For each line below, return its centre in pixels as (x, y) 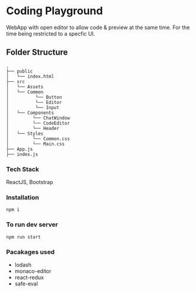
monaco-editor (33, 271)
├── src (16, 81)
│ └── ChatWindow (38, 118)
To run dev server (32, 225)
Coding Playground (54, 11)
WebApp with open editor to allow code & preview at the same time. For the (98, 27)
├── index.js (22, 154)
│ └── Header (33, 128)
